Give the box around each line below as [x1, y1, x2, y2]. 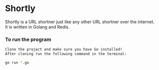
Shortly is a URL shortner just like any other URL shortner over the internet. [5, 19, 155, 25]
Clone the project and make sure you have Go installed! [5, 47, 123, 52]
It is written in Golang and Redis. [5, 24, 70, 29]
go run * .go [5, 60, 29, 65]
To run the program [5, 36, 52, 42]
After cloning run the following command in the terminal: [5, 52, 127, 56]
